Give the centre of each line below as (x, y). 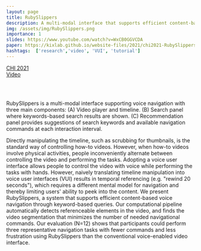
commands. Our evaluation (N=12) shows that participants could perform (96, 223)
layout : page (22, 12)
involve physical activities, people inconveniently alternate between (89, 153)
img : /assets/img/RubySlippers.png (51, 29)
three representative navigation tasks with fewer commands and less (91, 229)
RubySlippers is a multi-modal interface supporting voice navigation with (96, 103)
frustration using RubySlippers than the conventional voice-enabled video (97, 236)
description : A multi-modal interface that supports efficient (87, 23)
